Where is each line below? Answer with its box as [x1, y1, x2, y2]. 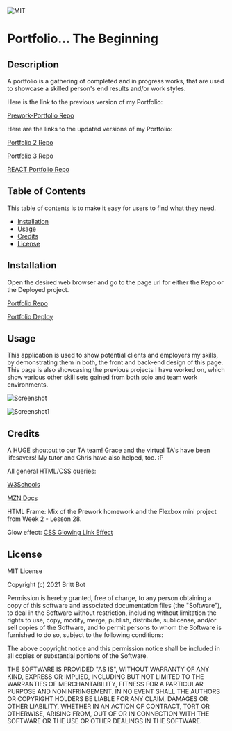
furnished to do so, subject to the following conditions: [7, 631, 163, 639]
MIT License [7, 567, 43, 575]
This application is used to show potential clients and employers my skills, [7, 351, 219, 360]
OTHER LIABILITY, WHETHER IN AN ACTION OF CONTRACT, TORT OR [7, 702, 210, 711]
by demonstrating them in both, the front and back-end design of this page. [7, 358, 224, 367]
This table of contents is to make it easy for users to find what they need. [7, 204, 217, 212]
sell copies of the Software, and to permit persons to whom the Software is [7, 623, 222, 632]
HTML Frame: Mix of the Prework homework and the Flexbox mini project [7, 508, 217, 516]
